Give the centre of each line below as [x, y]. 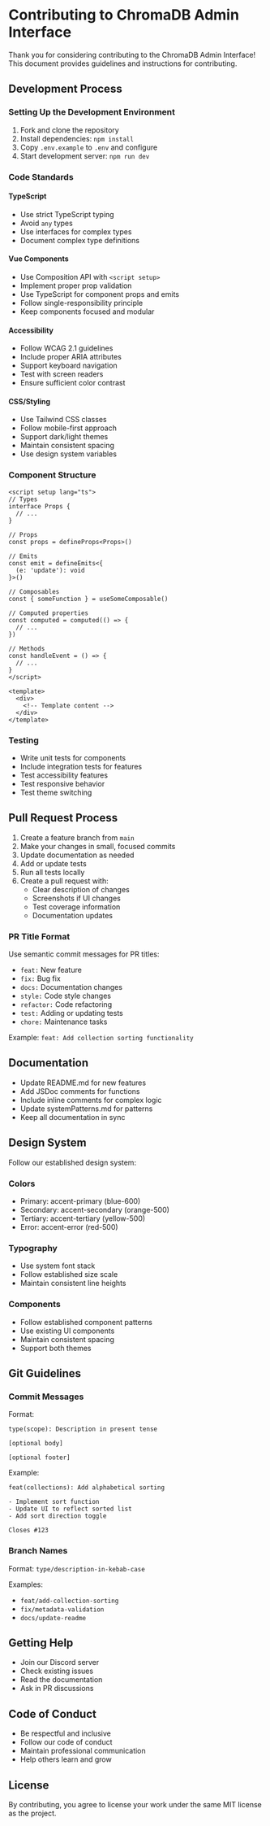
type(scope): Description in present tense [83, 1429]
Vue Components [39, 259]
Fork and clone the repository [69, 130]
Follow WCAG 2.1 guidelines [66, 348]
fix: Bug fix [40, 978]
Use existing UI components [67, 1331]
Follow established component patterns [86, 1322]
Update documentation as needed [77, 855]
